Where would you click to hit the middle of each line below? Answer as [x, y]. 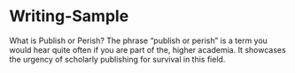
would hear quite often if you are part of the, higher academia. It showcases [147, 49]
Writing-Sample [69, 16]
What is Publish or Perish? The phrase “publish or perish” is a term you [139, 40]
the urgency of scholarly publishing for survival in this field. [117, 59]
